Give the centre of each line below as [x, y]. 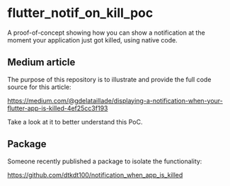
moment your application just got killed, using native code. [93, 40]
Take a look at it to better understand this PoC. [75, 122]
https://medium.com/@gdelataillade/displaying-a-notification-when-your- [115, 100]
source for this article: [40, 87]
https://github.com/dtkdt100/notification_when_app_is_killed [95, 175]
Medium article [41, 63]
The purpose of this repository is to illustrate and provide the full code [109, 79]
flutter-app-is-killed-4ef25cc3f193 [58, 108]
